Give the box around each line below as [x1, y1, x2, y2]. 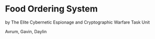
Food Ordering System [5, 3, 98, 14]
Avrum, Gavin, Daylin [5, 28, 47, 34]
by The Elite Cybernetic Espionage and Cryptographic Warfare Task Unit [5, 19, 150, 25]
